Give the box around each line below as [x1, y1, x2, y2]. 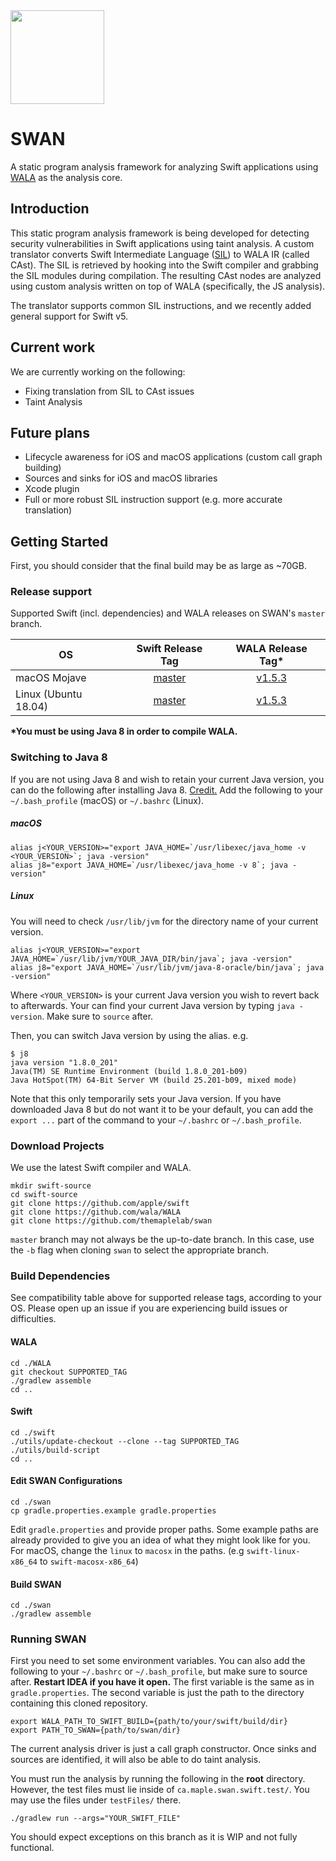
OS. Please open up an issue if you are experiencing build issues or [10, 1302, 288, 1314]
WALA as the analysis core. [10, 171, 123, 183]
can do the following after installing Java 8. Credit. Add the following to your [10, 784, 323, 796]
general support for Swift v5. [10, 310, 129, 322]
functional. [10, 1842, 55, 1854]
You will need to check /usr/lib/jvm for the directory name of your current [10, 915, 319, 927]
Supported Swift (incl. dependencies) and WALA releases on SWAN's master [10, 607, 326, 619]
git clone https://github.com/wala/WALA [10, 1207, 182, 1218]
